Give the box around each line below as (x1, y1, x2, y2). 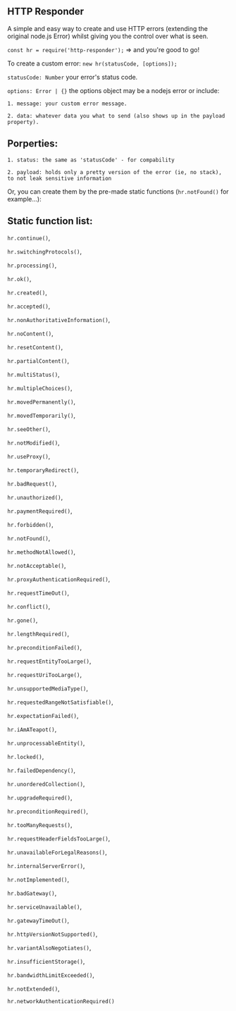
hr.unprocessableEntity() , (7, 739, 85, 748)
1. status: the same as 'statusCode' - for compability (7, 156, 175, 163)
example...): (7, 194, 42, 203)
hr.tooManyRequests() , (7, 821, 73, 829)
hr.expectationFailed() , (7, 712, 79, 720)
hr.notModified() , (7, 438, 60, 447)
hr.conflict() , (7, 602, 51, 611)
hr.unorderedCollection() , (7, 780, 85, 788)
